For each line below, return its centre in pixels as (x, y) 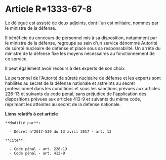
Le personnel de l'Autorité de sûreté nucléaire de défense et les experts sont (83, 78)
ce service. (17, 58)
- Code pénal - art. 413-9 (37, 153)
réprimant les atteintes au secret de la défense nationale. (63, 104)
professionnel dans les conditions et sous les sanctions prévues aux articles (83, 88)
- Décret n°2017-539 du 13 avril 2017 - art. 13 (61, 132)
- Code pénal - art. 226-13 (39, 149)
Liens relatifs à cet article (32, 114)
